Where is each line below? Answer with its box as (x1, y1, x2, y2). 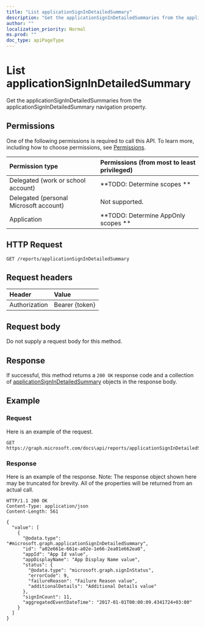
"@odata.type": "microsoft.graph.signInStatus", (28, 567, 154, 573)
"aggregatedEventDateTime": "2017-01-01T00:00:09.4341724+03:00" (22, 599, 192, 605)
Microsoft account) (9, 201, 65, 209)
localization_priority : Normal (6, 26, 86, 32)
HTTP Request (6, 239, 63, 250)
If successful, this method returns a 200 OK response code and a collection (6, 372, 194, 379)
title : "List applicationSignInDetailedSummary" (6, 9, 132, 15)
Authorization (9, 300, 48, 309)
